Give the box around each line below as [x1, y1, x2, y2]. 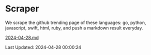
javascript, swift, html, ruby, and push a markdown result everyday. [5, 24, 143, 30]
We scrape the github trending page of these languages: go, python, [5, 19, 146, 25]
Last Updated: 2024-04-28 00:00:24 [5, 44, 81, 50]
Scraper [5, 3, 39, 14]
